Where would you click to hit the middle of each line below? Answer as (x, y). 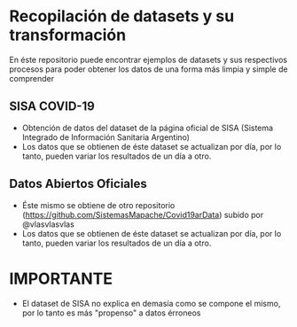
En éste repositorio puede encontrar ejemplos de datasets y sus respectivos (148, 59)
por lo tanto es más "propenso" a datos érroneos (111, 313)
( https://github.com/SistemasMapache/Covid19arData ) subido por (143, 214)
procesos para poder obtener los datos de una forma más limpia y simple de (148, 69)
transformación (68, 35)
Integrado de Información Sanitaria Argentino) (106, 137)
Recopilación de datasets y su (122, 16)
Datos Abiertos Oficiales (78, 184)
